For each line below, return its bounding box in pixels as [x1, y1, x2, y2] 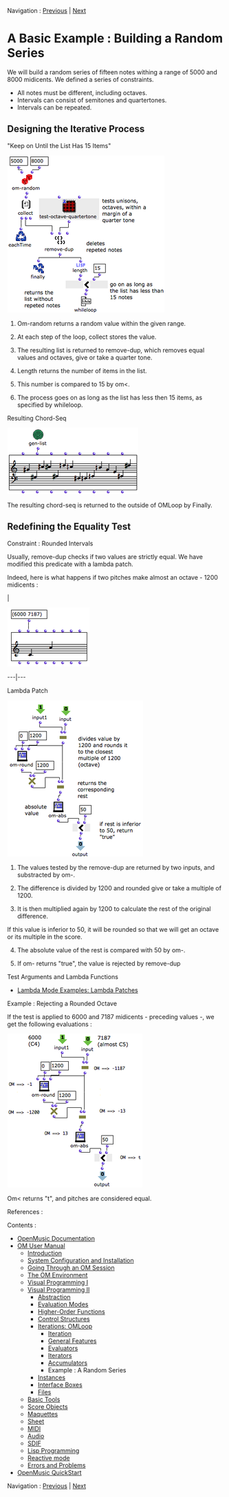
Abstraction [37, 1292, 71, 1301]
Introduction [27, 1248, 63, 1257]
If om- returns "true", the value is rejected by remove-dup [17, 959, 181, 967]
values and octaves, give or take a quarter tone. [17, 353, 153, 362]
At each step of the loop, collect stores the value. [17, 333, 157, 341]
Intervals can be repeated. [17, 103, 92, 112]
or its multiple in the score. [7, 932, 83, 941]
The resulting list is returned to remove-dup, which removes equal [17, 346, 205, 354]
